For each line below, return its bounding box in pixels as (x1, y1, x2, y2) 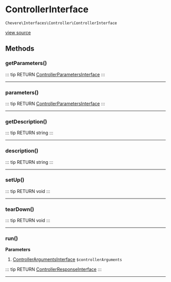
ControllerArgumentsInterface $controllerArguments (12, 256, 122, 263)
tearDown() (5, 206, 35, 213)
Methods (5, 45, 35, 53)
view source (5, 29, 31, 35)
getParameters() (5, 60, 47, 67)
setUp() (5, 177, 24, 184)
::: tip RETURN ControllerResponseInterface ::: (5, 266, 102, 272)
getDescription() (5, 118, 47, 125)
